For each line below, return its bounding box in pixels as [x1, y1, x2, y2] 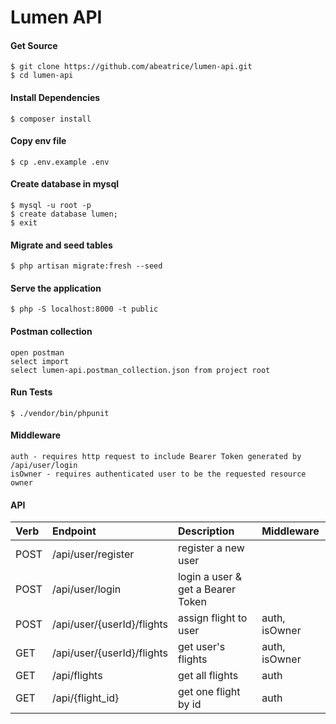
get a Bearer [177, 582, 236, 596]
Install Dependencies [10, 91, 101, 103]
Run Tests [10, 386, 53, 398]
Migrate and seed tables [10, 239, 113, 251]
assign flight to [177, 611, 248, 625]
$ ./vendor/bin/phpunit [10, 408, 110, 418]
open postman [10, 347, 65, 358]
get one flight [177, 685, 241, 699]
